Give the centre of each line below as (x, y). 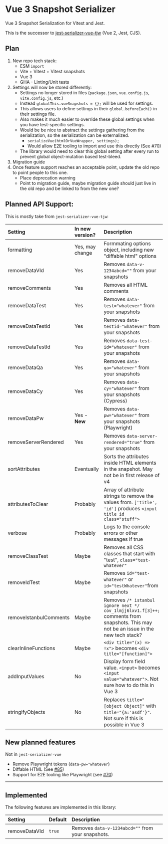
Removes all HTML (126, 285)
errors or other (121, 533)
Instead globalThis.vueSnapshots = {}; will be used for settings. (86, 103)
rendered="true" (123, 442)
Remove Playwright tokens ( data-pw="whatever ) (61, 764)
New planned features (40, 742)
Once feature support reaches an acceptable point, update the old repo (86, 167)
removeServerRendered (36, 442)
